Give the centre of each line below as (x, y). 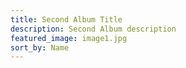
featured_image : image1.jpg (69, 38)
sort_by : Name (40, 47)
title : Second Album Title (66, 19)
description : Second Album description (93, 29)
